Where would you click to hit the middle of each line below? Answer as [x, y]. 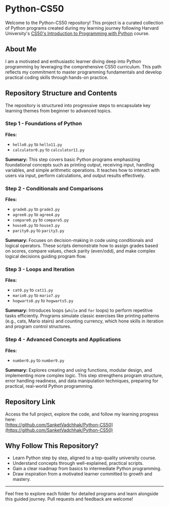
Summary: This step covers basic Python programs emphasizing [73, 159]
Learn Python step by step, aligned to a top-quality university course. [84, 458]
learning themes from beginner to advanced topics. [58, 111]
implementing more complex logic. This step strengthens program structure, [84, 375]
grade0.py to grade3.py [36, 209]
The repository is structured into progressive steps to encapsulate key [78, 105]
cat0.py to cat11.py [33, 290]
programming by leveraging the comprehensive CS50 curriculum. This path [83, 66]
